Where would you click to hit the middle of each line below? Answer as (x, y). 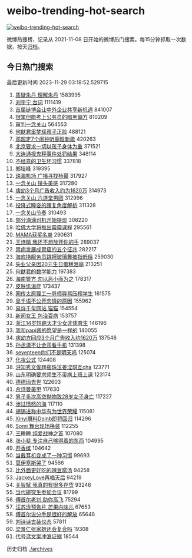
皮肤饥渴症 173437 (38, 286)
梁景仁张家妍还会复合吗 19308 (52, 529)
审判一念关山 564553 (41, 124)
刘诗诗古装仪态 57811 (41, 522)
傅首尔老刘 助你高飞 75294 (48, 499)
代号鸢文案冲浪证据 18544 (47, 536)
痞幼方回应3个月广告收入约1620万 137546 (66, 337)
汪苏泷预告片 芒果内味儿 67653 (53, 507)
